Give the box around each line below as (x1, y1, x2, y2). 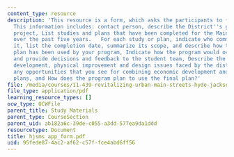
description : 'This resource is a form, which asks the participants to (7, 17, 223, 24)
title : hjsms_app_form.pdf (7, 133, 86, 140)
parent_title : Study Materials (7, 107, 98, 114)
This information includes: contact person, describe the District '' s (13, 23, 223, 30)
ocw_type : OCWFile (7, 101, 61, 108)
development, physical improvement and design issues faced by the (13, 62, 214, 69)
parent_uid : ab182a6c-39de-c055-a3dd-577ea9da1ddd (7, 119, 157, 127)
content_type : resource (7, 10, 77, 17)
